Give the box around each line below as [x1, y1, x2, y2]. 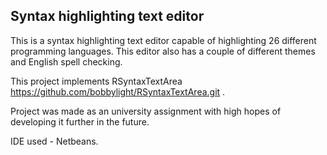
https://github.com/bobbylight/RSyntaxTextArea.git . [10, 85, 226, 98]
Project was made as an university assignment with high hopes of [10, 105, 282, 117]
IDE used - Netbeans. [10, 135, 99, 147]
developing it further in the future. [10, 115, 150, 128]
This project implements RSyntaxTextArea [10, 75, 183, 87]
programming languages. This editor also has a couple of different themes [10, 45, 316, 57]
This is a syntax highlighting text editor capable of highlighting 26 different [10, 34, 317, 46]
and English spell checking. [10, 55, 123, 68]
